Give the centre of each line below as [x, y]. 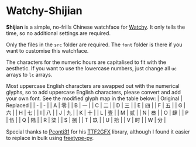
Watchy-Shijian [44, 11]
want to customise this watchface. [47, 50]
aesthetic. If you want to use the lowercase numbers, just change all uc [92, 68]
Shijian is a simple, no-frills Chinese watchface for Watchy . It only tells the [96, 27]
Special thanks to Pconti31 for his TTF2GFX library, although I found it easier [98, 131]
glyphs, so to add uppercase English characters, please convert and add [94, 92]
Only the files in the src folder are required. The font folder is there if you [94, 45]
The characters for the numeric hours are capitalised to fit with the [86, 62]
